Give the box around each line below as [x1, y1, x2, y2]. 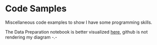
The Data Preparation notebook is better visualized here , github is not [5, 29, 148, 35]
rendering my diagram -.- [5, 34, 57, 40]
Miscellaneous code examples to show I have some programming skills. [5, 19, 153, 25]
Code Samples [5, 3, 67, 14]
